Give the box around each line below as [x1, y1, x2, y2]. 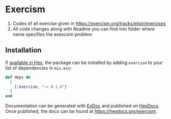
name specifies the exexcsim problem [12, 31, 93, 37]
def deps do [5, 75, 31, 80]
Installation [5, 46, 42, 54]
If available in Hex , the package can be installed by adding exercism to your [5, 59, 163, 66]
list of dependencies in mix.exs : [5, 65, 72, 71]
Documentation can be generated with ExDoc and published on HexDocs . [5, 103, 160, 109]
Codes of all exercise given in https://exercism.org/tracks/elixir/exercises [12, 20, 166, 26]
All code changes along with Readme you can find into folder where [12, 25, 155, 32]
